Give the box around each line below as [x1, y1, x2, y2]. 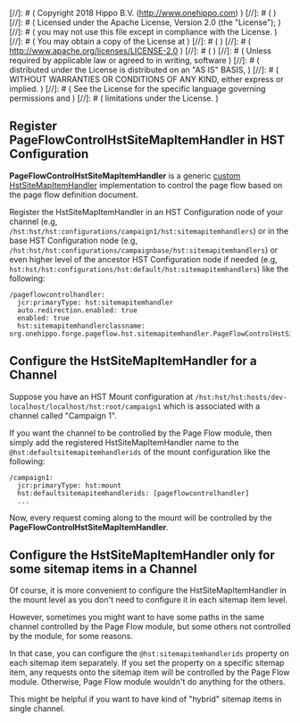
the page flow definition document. [9, 189, 138, 200]
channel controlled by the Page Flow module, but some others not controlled [9, 621, 291, 632]
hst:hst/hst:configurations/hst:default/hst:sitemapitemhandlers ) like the [9, 263, 289, 274]
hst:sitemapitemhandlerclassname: [17, 321, 146, 330]
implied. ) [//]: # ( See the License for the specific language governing [9, 84, 266, 94]
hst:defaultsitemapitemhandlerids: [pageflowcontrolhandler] [17, 488, 250, 498]
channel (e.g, [9, 216, 58, 227]
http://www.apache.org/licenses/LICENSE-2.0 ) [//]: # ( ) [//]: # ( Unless [9, 46, 272, 56]
